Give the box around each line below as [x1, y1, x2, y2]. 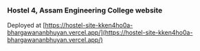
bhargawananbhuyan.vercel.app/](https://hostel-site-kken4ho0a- [7, 28, 193, 37]
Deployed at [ [7, 21, 46, 30]
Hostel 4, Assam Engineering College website [7, 6, 163, 15]
